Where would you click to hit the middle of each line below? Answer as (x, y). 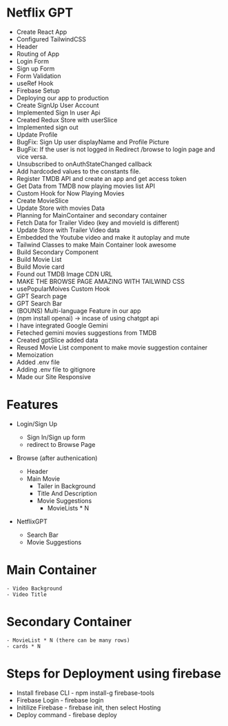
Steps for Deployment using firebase (114, 673)
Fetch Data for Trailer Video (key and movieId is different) (98, 222)
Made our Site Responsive (53, 376)
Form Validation (39, 76)
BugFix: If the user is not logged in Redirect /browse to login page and (116, 149)
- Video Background (34, 589)
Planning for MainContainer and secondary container (92, 215)
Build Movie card (40, 267)
